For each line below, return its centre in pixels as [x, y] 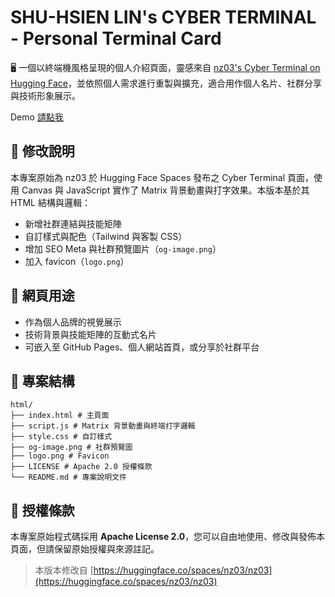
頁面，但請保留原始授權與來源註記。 [85, 549]
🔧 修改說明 [42, 151]
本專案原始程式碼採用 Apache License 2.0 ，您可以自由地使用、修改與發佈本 [168, 537]
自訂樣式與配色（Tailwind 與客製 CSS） [106, 236]
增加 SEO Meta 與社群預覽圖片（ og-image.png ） [123, 248]
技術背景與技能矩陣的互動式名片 [90, 334]
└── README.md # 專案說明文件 [68, 477]
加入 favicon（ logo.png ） [77, 261]
